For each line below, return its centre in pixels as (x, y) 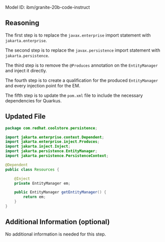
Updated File (26, 117)
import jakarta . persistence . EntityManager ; (51, 151)
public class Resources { (32, 169)
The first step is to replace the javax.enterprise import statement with (78, 35)
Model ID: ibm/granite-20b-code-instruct (48, 7)
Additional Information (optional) (58, 222)
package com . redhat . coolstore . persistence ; (51, 128)
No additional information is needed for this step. (56, 234)
